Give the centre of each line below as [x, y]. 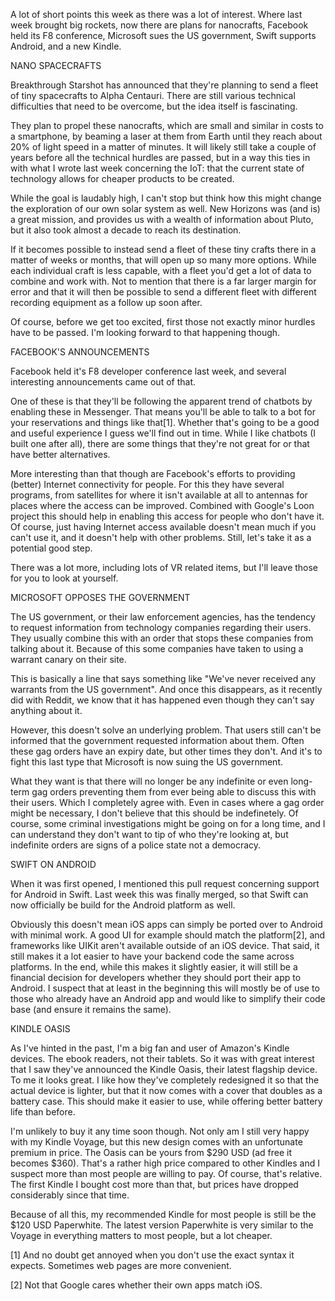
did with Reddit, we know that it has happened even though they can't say [162, 700]
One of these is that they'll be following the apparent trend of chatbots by [161, 401]
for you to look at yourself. [64, 578]
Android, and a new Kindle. [66, 46]
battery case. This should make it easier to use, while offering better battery [166, 1101]
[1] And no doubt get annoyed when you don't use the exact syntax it [152, 1255]
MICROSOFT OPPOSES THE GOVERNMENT [100, 597]
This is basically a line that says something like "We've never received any [163, 678]
